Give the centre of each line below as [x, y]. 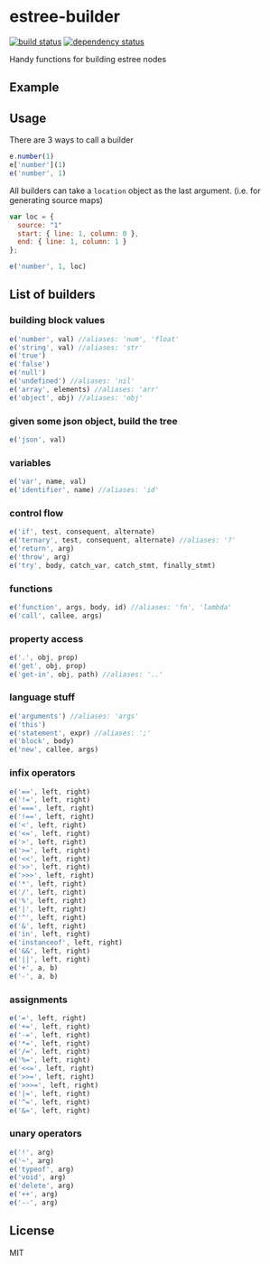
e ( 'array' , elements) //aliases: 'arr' [84, 389]
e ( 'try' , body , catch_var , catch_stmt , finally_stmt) [113, 565]
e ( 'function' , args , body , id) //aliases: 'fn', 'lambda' [121, 607]
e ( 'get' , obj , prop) [48, 665]
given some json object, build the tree [93, 421]
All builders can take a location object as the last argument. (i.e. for [135, 191]
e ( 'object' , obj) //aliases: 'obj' [76, 398]
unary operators [46, 1133]
